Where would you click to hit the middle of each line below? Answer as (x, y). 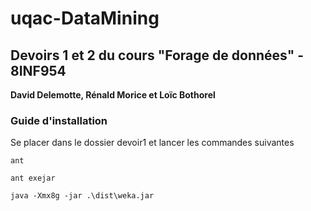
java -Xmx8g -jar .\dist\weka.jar (82, 196)
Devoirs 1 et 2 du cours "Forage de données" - (157, 55)
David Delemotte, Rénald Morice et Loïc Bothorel (113, 95)
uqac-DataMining (85, 18)
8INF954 (38, 70)
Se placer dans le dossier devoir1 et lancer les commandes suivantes (152, 143)
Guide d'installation (59, 120)
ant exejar (33, 178)
